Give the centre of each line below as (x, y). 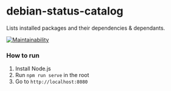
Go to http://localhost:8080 (51, 82)
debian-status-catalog (65, 11)
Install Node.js (33, 69)
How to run (23, 55)
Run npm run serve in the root (52, 75)
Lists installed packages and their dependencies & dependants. (86, 28)
